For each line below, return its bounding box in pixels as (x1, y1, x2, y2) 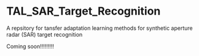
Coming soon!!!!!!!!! (6, 43, 54, 50)
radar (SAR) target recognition (6, 30, 83, 38)
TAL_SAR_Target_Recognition (6, 4, 161, 18)
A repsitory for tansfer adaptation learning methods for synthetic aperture (6, 24, 193, 32)
